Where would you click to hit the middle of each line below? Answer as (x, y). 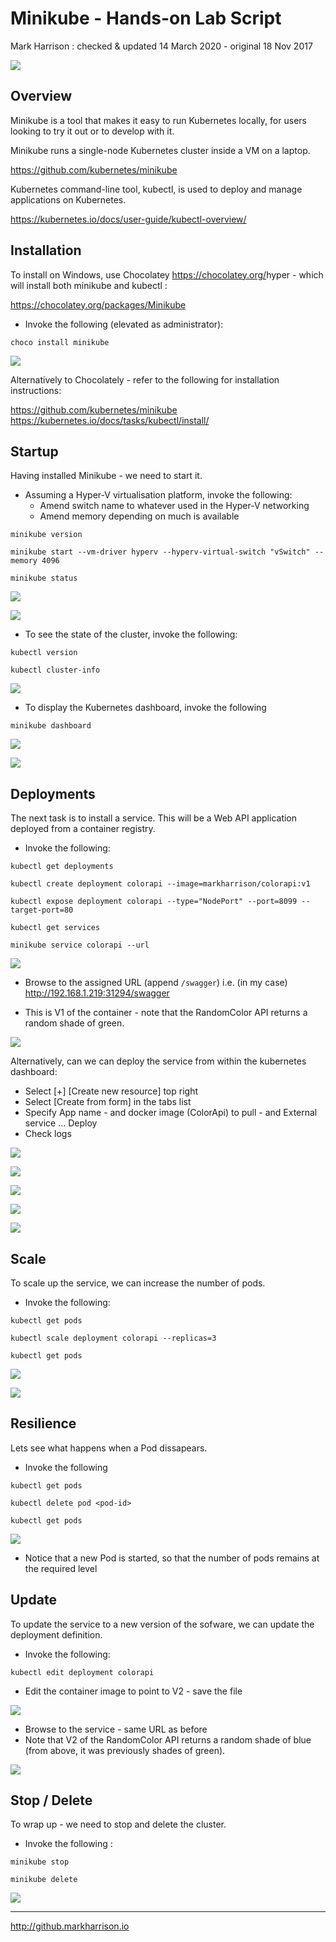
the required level (61, 1568)
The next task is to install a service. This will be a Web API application (154, 818)
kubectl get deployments (62, 867)
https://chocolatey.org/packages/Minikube (98, 304)
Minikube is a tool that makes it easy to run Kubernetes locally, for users (158, 120)
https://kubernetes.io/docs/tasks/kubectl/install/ (110, 420)
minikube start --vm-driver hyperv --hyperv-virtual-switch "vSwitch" (160, 552)
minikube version (46, 535)
